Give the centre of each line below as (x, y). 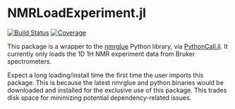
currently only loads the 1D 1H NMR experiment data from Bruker (101, 54)
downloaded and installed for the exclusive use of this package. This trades (117, 90)
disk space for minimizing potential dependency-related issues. (100, 98)
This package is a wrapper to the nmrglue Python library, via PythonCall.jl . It (117, 46)
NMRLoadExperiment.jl (77, 13)
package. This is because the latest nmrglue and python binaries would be (116, 82)
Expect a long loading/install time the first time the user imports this (106, 75)
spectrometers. (29, 61)
